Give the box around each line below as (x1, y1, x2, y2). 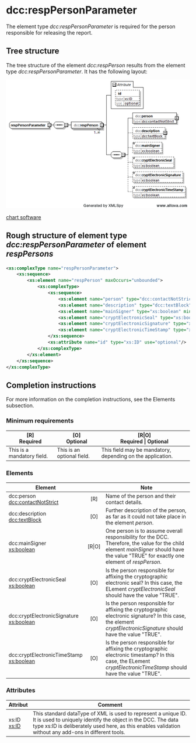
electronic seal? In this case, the (105, 579, 183, 586)
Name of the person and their (105, 492, 176, 499)
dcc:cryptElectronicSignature (8, 612, 79, 619)
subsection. (6, 402, 34, 409)
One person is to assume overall (105, 527, 183, 534)
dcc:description (8, 510, 47, 517)
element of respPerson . (105, 558, 162, 565)
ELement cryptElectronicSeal (105, 585, 176, 592)
